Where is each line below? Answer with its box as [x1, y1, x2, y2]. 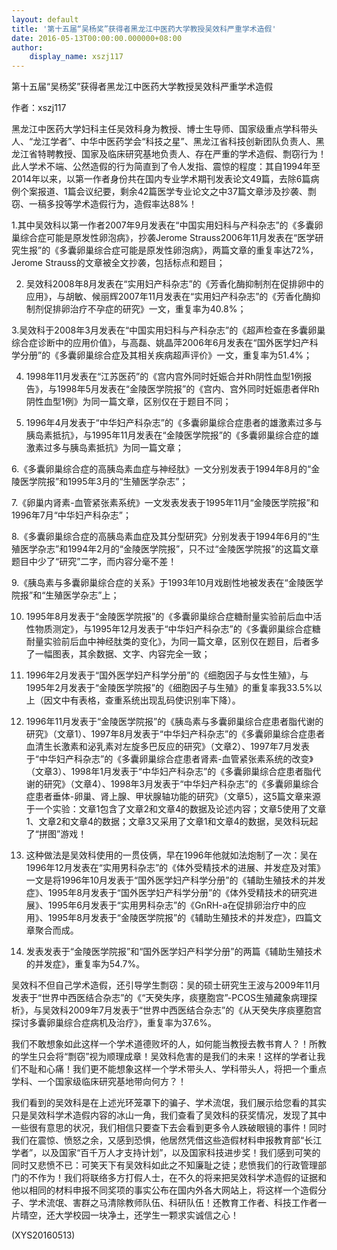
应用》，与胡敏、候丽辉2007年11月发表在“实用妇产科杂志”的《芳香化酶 [25, 291, 313, 303]
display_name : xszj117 [29, 52, 124, 62]
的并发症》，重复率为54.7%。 [25, 958, 146, 970]
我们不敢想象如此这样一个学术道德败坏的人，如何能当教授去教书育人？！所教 [11, 1038, 327, 1050]
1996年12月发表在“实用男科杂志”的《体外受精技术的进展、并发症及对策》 [25, 862, 326, 874]
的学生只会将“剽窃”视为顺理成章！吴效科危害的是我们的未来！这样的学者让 [11, 1051, 318, 1063]
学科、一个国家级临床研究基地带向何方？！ [11, 1076, 187, 1088]
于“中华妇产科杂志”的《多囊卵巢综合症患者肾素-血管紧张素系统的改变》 [25, 753, 314, 765]
